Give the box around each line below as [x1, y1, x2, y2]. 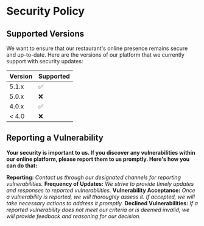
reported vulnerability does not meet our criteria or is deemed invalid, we [6, 206, 190, 213]
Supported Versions [6, 29, 84, 39]
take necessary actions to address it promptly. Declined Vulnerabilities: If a [6, 199, 199, 207]
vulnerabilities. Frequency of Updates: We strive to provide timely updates [6, 180, 194, 187]
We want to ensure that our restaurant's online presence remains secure [6, 44, 188, 52]
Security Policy [6, 4, 85, 18]
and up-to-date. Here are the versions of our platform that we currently [6, 51, 185, 58]
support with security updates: [6, 58, 83, 65]
